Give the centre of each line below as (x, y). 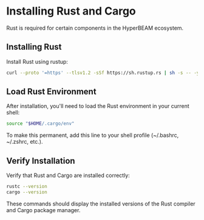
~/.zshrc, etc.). (25, 142)
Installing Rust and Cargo (71, 11)
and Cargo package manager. (43, 210)
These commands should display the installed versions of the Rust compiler (101, 204)
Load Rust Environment (51, 92)
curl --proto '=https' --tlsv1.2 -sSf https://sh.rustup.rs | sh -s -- (99, 73)
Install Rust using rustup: (37, 61)
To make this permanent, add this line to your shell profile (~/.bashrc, (93, 135)
